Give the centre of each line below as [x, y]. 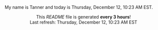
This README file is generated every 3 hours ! [83, 17]
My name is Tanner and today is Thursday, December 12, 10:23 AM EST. [79, 7]
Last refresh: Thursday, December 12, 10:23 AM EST [83, 22]
